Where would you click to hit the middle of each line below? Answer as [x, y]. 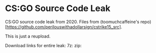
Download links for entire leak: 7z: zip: [43, 45]
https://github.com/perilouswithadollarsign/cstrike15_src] [64, 26]
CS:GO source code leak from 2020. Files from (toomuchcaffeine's [72, 22]
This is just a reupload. [28, 36]
